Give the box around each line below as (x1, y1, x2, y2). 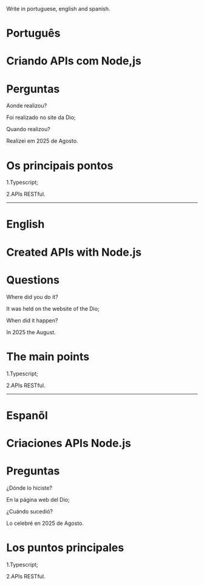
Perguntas (6, 82, 60, 96)
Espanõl (6, 408, 49, 422)
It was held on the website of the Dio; (6, 305, 100, 312)
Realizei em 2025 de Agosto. (6, 137, 78, 145)
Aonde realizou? (6, 102, 47, 109)
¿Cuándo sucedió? (6, 507, 53, 515)
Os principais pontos (6, 159, 114, 173)
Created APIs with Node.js (6, 245, 142, 259)
